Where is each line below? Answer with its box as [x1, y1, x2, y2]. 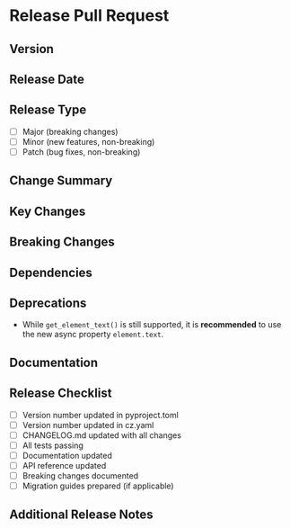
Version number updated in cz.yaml [22, 419, 154, 430]
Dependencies [9, 264, 92, 280]
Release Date [9, 71, 85, 86]
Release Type [9, 103, 87, 118]
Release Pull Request [9, 5, 170, 26]
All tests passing [22, 440, 83, 451]
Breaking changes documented [22, 470, 139, 481]
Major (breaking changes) [22, 126, 119, 137]
